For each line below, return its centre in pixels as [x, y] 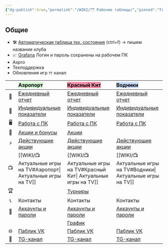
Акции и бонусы [38, 133]
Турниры [78, 191]
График [76, 223]
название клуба [29, 49]
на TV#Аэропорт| [39, 170]
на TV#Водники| [136, 170]
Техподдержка [28, 67]
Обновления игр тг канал [39, 73]
